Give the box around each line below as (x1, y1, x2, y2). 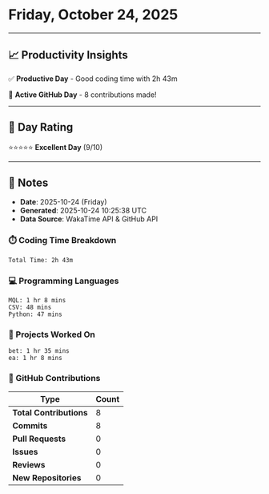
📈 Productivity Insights (8, 48, 128, 62)
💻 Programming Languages (8, 275, 119, 286)
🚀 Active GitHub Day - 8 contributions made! (8, 90, 158, 99)
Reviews (12, 459, 46, 470)
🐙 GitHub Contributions (8, 373, 101, 384)
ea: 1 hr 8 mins (8, 354, 62, 362)
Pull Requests (12, 433, 66, 444)
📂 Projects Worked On (8, 329, 96, 340)
